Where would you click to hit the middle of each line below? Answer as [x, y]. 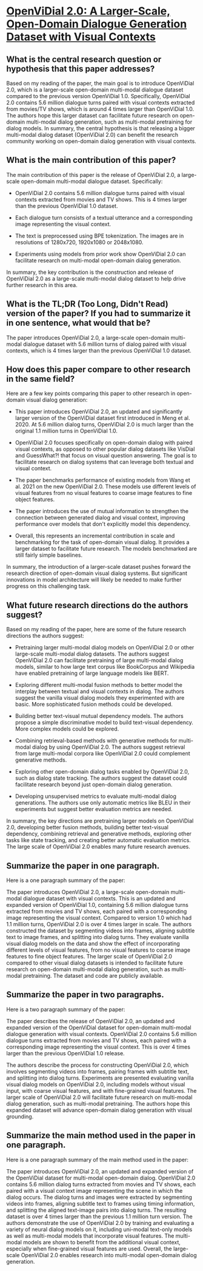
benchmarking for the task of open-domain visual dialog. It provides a [102, 542]
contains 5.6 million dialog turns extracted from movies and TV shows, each [101, 1184]
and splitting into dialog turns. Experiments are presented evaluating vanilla [100, 1078]
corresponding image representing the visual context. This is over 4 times [98, 1047]
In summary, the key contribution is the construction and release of [90, 272]
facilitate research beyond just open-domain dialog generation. [94, 785]
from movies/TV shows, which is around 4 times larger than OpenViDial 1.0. [100, 109]
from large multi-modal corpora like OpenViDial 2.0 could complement [103, 754]
